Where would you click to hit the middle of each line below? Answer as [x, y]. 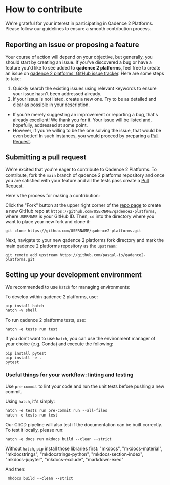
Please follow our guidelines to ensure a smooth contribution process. [78, 28]
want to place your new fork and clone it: [48, 221]
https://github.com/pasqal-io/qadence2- [102, 255]
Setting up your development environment [73, 275]
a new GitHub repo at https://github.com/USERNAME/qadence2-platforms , [81, 211]
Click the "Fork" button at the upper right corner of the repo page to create [83, 205]
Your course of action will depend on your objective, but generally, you [79, 57]
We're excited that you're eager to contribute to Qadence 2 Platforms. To [81, 169]
